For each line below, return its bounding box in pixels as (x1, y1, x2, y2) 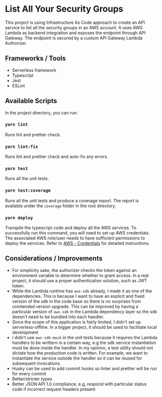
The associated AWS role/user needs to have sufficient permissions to (5, 235, 145, 241)
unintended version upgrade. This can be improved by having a (12, 303, 139, 309)
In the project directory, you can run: (5, 109, 78, 115)
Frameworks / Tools (5, 54, 66, 63)
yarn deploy (5, 215, 33, 220)
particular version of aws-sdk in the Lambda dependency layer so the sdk (12, 308, 157, 314)
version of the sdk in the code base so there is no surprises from (12, 298, 141, 304)
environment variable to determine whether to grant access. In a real (12, 272, 149, 278)
